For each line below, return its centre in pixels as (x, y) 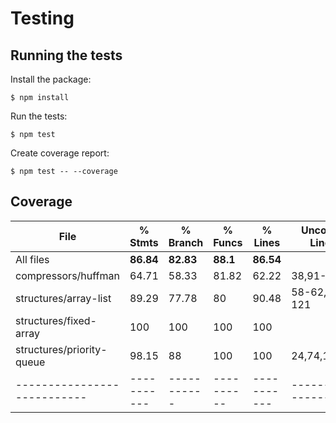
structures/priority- (61, 349)
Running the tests (66, 55)
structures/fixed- (56, 320)
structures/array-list (63, 298)
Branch (186, 242)
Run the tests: (39, 116)
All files (32, 259)
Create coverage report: (60, 153)
